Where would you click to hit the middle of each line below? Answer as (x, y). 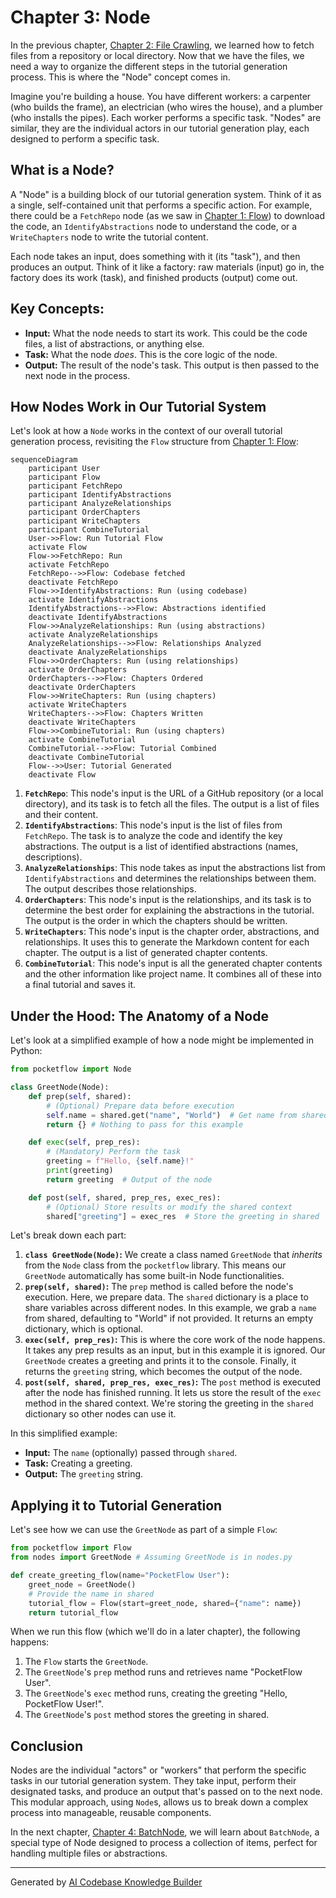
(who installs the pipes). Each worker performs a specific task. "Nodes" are (166, 117)
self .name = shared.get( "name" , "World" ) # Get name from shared (187, 1115)
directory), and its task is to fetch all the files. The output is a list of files (172, 804)
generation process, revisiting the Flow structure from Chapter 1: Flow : (155, 442)
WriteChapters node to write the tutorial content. (109, 237)
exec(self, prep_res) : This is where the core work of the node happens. (175, 1340)
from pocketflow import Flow (71, 1548)
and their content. (61, 815)
